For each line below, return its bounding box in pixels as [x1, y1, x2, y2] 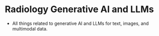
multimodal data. [12, 25, 48, 31]
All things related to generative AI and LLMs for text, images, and [12, 20, 149, 26]
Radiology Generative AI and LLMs [5, 4, 154, 15]
